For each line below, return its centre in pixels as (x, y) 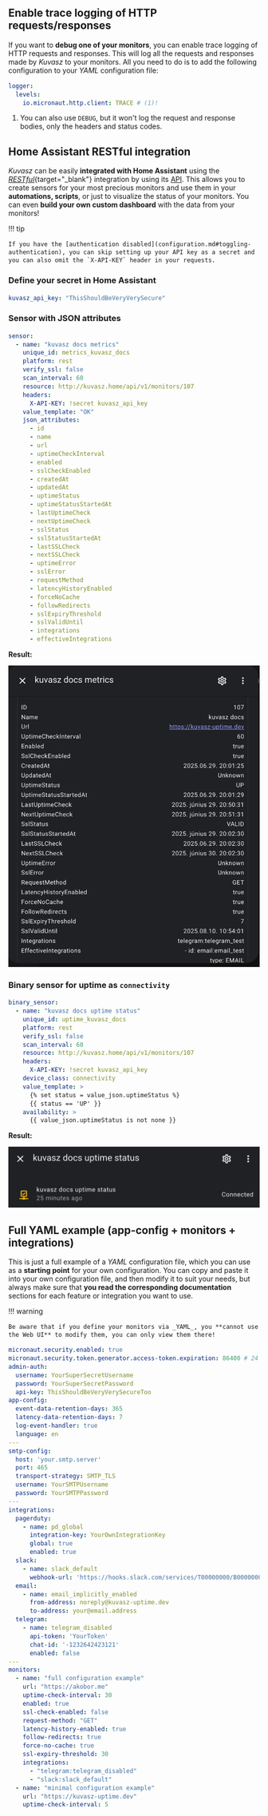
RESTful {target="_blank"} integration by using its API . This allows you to (127, 180)
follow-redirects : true (62, 1737)
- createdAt (49, 479)
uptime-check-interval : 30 (67, 1695)
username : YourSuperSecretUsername (75, 1375)
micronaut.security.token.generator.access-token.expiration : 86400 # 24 (134, 1358)
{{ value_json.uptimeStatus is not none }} (103, 1120)
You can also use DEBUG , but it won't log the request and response (127, 118)
